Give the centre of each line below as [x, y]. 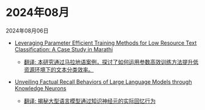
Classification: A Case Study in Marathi [64, 49]
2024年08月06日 [27, 31]
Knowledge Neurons [40, 88]
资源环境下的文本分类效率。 [59, 69]
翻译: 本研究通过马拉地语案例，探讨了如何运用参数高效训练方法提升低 [111, 62]
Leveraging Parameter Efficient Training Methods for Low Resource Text [106, 43]
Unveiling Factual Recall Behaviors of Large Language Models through [103, 82]
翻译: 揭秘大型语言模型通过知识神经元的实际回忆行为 [90, 101]
